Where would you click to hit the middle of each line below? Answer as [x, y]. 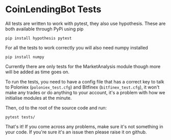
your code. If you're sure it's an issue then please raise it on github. [76, 132]
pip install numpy [25, 57]
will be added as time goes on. [38, 72]
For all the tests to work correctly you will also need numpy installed [77, 47]
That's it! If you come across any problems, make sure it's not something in [84, 126]
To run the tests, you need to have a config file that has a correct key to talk [85, 81]
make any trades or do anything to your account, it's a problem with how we [85, 92]
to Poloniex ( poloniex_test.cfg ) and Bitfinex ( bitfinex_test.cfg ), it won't [82, 87]
